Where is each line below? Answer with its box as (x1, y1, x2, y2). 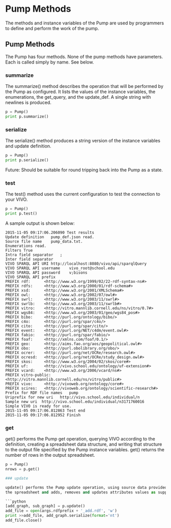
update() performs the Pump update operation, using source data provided (5, 485, 167, 490)
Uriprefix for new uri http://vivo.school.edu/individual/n (5, 395, 140, 400)
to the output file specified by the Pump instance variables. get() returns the (5, 447, 164, 453)
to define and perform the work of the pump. (5, 25, 99, 31)
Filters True (5, 248, 33, 253)
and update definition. (5, 143, 52, 149)
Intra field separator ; (5, 252, 63, 257)
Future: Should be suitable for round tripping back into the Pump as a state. (5, 166, 163, 173)
